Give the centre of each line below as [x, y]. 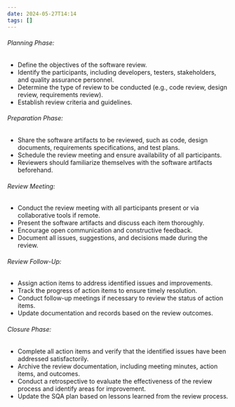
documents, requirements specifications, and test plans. [99, 147]
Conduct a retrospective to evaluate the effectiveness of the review [115, 381]
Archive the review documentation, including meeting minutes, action [117, 366]
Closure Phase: [29, 329]
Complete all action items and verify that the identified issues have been [122, 351]
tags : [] [20, 20]
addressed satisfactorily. [53, 358]
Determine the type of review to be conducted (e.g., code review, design [122, 87]
